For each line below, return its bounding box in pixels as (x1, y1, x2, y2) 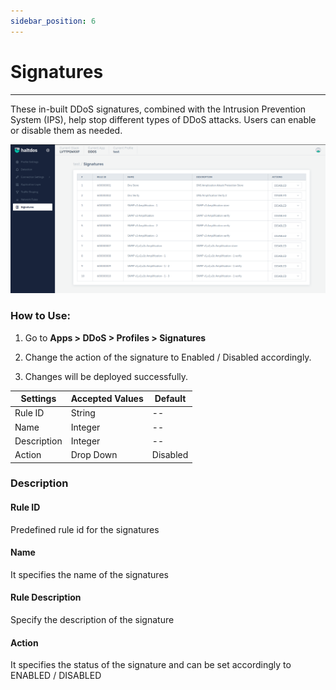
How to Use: (10, 309, 71, 323)
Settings (20, 393, 57, 405)
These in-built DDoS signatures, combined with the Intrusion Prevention (10, 103, 307, 115)
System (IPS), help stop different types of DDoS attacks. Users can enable (10, 113, 317, 125)
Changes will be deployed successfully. (24, 370, 189, 382)
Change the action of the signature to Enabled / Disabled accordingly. (24, 351, 312, 363)
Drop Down (70, 449, 118, 461)
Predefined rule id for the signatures (10, 523, 160, 535)
